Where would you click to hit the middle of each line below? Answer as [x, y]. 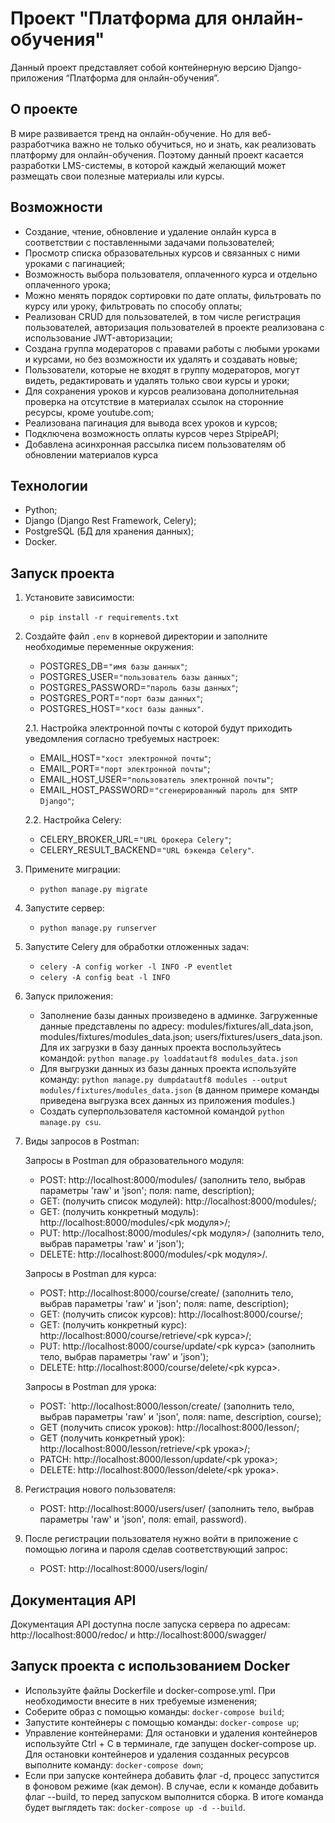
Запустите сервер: [64, 908]
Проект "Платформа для [119, 18]
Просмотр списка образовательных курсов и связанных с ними [162, 253]
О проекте [44, 109]
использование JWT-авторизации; [98, 338]
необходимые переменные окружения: [109, 647]
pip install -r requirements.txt [109, 618]
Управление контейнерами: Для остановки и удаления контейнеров [171, 1733]
